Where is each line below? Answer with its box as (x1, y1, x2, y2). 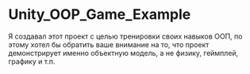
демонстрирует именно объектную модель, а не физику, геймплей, (8, 48, 239, 57)
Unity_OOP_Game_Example (8, 6, 191, 24)
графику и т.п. (8, 57, 56, 66)
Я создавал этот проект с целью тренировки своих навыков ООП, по (8, 31, 243, 41)
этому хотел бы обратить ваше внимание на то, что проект (8, 39, 210, 49)
